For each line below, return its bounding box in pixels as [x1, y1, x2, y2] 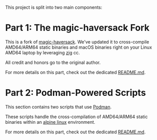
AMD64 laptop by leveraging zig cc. [5, 49, 80, 55]
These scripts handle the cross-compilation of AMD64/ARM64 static [5, 114, 148, 120]
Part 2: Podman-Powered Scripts [5, 87, 146, 98]
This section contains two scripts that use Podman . [5, 103, 112, 110]
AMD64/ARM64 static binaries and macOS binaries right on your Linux [5, 44, 152, 50]
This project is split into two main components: [5, 5, 102, 10]
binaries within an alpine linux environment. [5, 119, 95, 125]
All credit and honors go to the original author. [5, 59, 101, 65]
